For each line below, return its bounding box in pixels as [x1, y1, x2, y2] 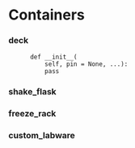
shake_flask [8, 86, 57, 98]
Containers [8, 6, 85, 24]
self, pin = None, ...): [44, 60, 129, 68]
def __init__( [29, 53, 78, 62]
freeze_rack [8, 108, 57, 120]
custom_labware [8, 130, 75, 141]
